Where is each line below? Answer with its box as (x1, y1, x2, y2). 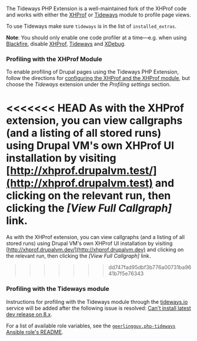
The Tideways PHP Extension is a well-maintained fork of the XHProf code (6, 5, 187, 12)
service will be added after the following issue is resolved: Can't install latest (6, 304, 191, 312)
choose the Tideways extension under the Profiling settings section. (6, 81, 171, 88)
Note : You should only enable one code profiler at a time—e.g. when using (6, 34, 187, 41)
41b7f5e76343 (108, 270, 144, 277)
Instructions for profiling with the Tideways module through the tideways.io (6, 298, 188, 305)
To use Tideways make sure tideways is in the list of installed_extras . (6, 23, 176, 29)
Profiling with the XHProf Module (6, 55, 103, 63)
